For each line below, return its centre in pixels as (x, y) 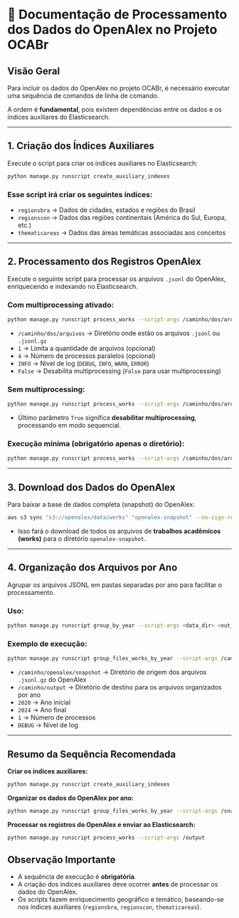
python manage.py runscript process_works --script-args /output (106, 838)
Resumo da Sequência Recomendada (92, 754)
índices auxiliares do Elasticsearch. (59, 117)
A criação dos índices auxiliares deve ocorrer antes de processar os (118, 885)
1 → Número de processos (57, 717)
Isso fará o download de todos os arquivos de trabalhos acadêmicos (119, 531)
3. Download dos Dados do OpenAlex (91, 487)
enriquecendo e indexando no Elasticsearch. (73, 286)
